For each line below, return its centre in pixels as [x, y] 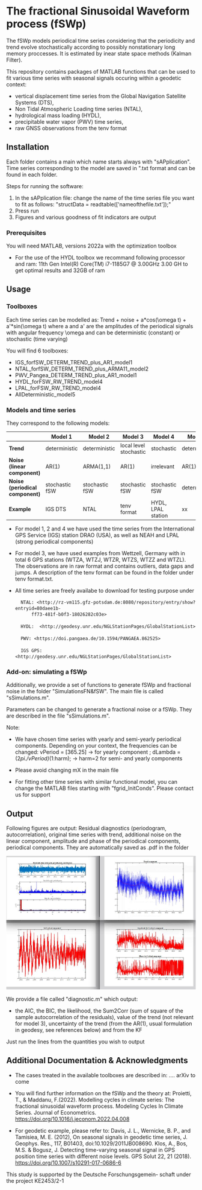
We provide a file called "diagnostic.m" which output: [72, 999]
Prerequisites [26, 232]
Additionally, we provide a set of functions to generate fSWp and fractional [99, 685]
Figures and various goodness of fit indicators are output [85, 217]
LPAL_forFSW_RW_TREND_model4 [58, 388]
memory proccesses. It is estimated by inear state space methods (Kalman [99, 53]
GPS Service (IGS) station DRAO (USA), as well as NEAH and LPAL [97, 535]
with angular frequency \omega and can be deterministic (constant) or [93, 332]
